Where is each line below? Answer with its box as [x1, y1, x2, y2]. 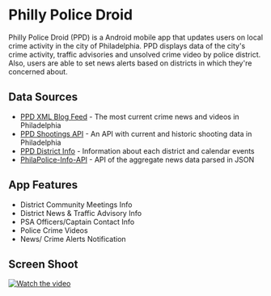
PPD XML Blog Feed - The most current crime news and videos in [19, 112, 240, 121]
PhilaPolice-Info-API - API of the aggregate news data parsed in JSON [19, 154, 255, 164]
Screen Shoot [8, 257, 78, 271]
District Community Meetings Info [19, 200, 133, 209]
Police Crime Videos [19, 225, 88, 235]
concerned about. [8, 66, 68, 76]
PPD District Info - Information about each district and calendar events [19, 146, 255, 155]
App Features [8, 178, 78, 192]
